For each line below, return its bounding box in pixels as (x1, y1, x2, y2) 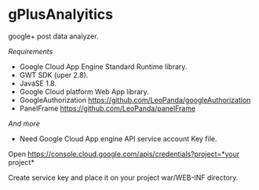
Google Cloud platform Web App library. (19, 86, 149, 96)
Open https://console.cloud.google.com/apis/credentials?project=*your (8, 149, 240, 159)
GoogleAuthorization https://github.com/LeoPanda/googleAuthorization (19, 95, 251, 104)
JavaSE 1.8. (19, 79, 57, 88)
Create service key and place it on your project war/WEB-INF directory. (8, 173, 239, 182)
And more (8, 119, 41, 128)
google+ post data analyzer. (8, 31, 99, 41)
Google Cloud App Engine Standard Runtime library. (19, 61, 188, 71)
